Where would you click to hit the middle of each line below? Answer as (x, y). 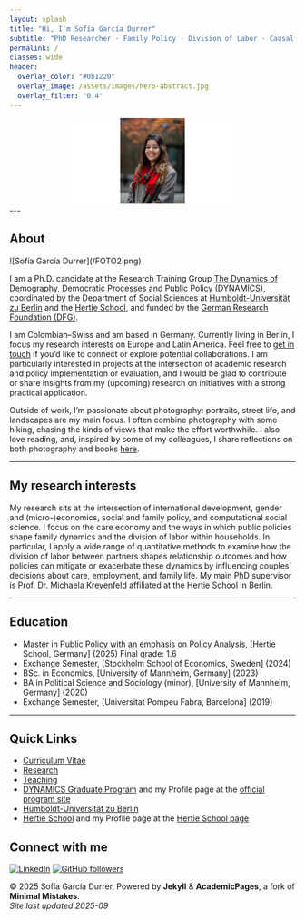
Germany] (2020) (55, 692)
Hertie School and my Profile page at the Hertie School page (136, 818)
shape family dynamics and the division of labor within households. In (140, 537)
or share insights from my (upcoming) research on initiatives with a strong (148, 382)
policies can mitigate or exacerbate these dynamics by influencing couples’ (151, 565)
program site (46, 799)
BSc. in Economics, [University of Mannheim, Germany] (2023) (140, 673)
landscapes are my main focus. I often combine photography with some (143, 420)
